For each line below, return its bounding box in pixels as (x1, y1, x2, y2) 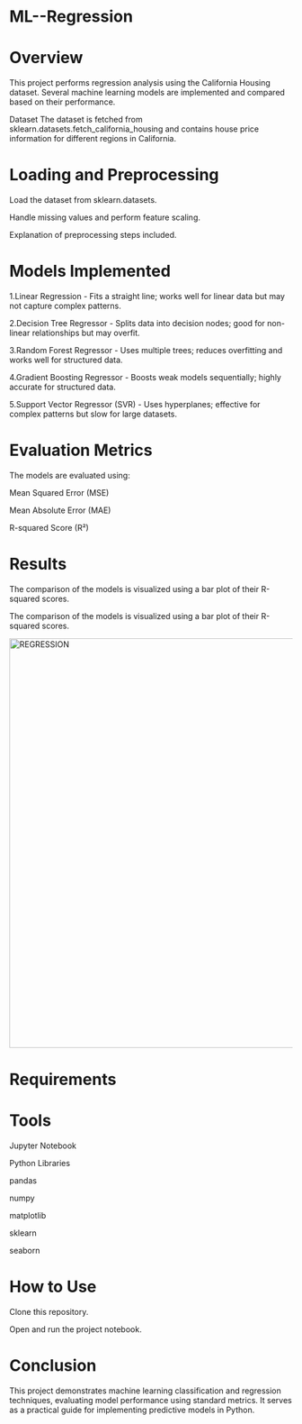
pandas (9, 1175, 38, 1186)
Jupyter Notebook (9, 1140, 77, 1151)
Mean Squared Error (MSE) (9, 487, 110, 497)
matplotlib (9, 1210, 47, 1220)
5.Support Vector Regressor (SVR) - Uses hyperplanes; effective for (9, 399, 261, 409)
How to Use (9, 1277, 97, 1297)
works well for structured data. (9, 354, 123, 365)
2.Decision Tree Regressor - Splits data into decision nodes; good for (9, 318, 265, 328)
